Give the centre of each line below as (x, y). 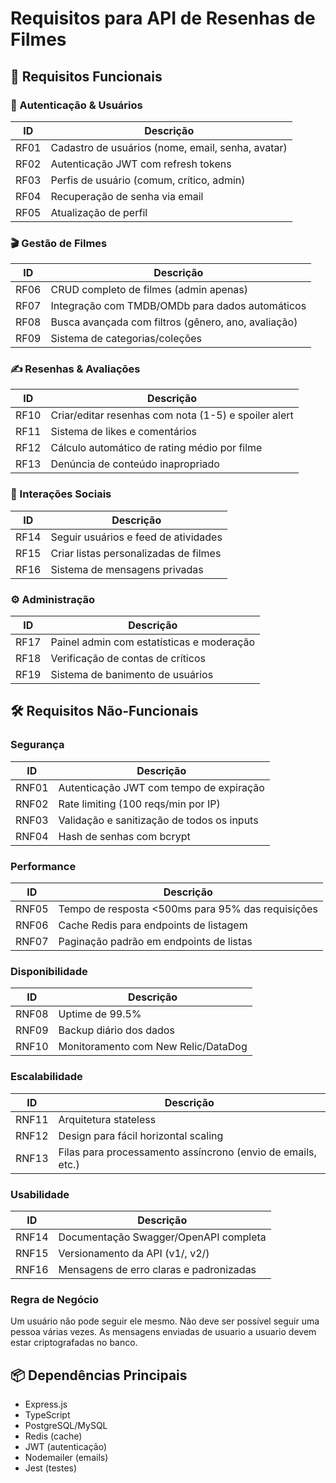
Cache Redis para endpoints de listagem (153, 925)
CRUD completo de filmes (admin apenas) (149, 290)
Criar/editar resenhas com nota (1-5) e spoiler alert (172, 415)
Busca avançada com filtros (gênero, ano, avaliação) (174, 322)
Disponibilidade (49, 971)
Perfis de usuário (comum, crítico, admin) (148, 180)
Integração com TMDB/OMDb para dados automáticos (178, 306)
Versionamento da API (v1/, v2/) (134, 1253)
